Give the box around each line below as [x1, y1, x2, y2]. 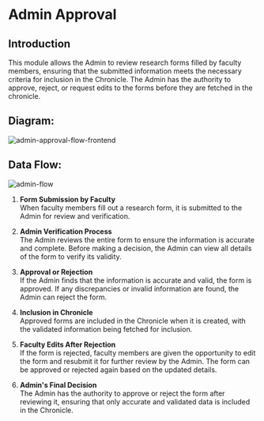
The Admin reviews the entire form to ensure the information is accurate [19, 235, 255, 244]
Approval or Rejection [19, 267, 93, 276]
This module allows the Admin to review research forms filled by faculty [8, 58, 242, 67]
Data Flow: [8, 158, 62, 171]
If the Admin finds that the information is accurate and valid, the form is [19, 275, 252, 285]
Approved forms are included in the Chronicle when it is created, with [19, 316, 247, 325]
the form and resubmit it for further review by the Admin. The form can [19, 356, 251, 366]
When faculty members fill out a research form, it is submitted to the [19, 203, 243, 212]
